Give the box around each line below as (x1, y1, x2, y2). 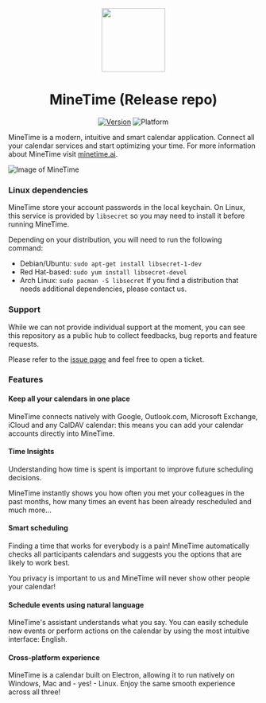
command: (8, 243, 44, 253)
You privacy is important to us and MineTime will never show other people (8, 573, 250, 583)
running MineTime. (8, 219, 70, 229)
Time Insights (8, 447, 55, 456)
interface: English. (8, 635, 67, 644)
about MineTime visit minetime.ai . (8, 149, 118, 158)
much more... (8, 505, 52, 515)
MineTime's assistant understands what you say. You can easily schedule (8, 618, 249, 627)
